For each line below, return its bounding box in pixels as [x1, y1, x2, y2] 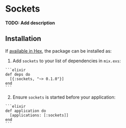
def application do [5, 108, 46, 113]
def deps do [5, 72, 30, 77]
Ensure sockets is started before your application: [12, 94, 116, 100]
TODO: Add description [5, 20, 55, 26]
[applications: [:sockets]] [10, 112, 69, 118]
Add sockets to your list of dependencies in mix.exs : [12, 58, 121, 64]
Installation [5, 34, 41, 43]
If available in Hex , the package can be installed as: [5, 48, 112, 54]
